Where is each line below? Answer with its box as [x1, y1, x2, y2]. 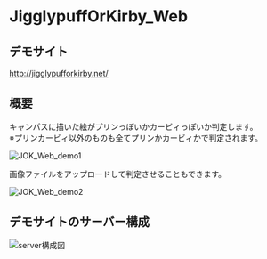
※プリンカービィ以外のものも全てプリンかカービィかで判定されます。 [9, 132, 263, 143]
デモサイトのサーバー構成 [9, 214, 150, 230]
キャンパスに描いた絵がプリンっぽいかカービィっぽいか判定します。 [9, 121, 258, 132]
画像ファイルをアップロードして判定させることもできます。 [9, 168, 227, 179]
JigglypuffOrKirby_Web [9, 6, 189, 27]
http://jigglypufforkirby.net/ [9, 69, 109, 78]
